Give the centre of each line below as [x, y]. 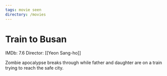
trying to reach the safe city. [34, 68]
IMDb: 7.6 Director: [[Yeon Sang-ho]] [43, 53]
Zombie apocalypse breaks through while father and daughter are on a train [84, 62]
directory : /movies [26, 14]
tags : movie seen [23, 10]
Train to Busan [36, 39]
